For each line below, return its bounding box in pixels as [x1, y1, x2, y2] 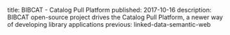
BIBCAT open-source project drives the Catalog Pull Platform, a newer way [7, 13, 223, 21]
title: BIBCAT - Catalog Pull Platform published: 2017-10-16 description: [7, 6, 212, 14]
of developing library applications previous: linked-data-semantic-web [7, 21, 211, 28]
